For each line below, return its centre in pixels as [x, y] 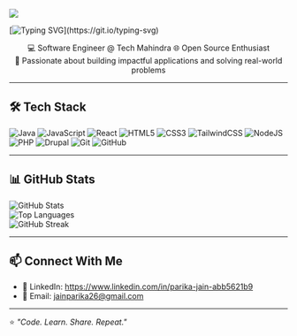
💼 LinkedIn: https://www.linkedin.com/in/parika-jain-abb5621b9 [137, 286]
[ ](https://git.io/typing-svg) [84, 30]
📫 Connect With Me [66, 261]
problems [148, 70]
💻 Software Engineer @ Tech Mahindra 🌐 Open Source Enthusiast [148, 48]
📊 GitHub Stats [52, 180]
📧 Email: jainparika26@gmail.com [83, 296]
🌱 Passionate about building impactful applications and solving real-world [148, 61]
